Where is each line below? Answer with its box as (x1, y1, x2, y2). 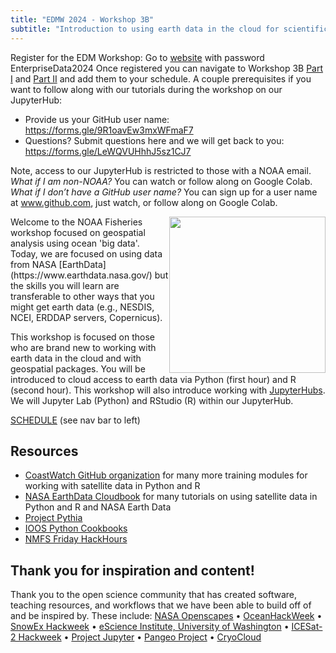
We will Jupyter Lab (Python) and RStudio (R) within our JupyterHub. (10, 394, 294, 406)
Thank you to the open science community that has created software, (10, 589, 298, 601)
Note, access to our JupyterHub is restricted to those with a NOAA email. (10, 164, 312, 176)
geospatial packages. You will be (10, 362, 146, 375)
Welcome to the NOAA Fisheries (10, 216, 143, 228)
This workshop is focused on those (10, 331, 156, 343)
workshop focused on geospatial (10, 226, 146, 238)
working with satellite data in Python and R (24, 480, 201, 492)
